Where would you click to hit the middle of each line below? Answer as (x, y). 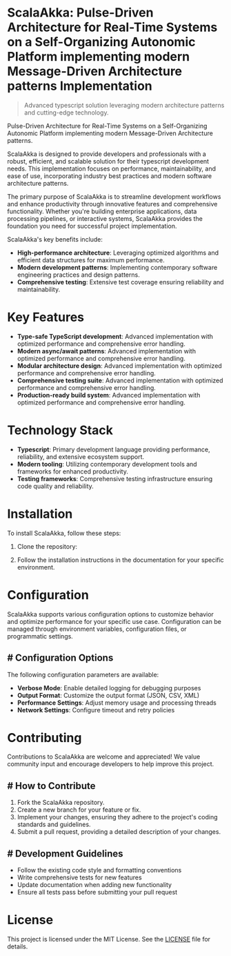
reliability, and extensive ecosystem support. (81, 456)
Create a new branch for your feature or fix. (79, 810)
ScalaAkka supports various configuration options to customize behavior (110, 614)
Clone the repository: (47, 546)
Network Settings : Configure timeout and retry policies (96, 710)
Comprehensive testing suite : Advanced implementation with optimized (120, 380)
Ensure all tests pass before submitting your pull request (97, 892)
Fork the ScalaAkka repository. (61, 803)
